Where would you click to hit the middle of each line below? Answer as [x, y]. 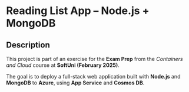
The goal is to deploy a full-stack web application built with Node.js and [93, 76]
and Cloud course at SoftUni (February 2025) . [63, 65]
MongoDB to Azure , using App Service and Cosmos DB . [75, 83]
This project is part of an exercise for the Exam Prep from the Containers [95, 59]
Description [28, 45]
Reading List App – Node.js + [78, 11]
